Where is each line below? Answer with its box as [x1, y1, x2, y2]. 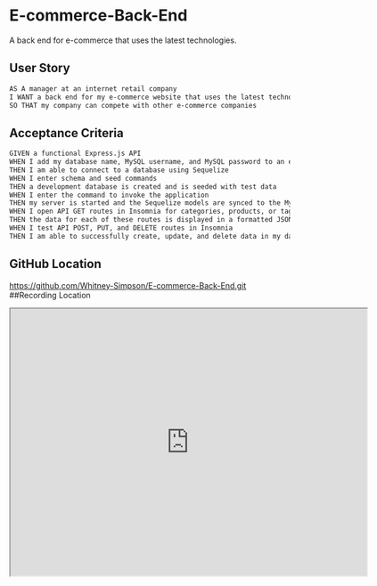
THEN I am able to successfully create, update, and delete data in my [9, 232, 281, 240]
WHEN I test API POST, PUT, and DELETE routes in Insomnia [9, 224, 234, 232]
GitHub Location [9, 256, 102, 272]
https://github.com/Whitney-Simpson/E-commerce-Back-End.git [9, 280, 247, 290]
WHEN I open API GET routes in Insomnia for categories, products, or [9, 207, 277, 216]
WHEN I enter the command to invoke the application [9, 191, 209, 199]
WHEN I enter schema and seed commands [9, 174, 158, 183]
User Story [9, 61, 70, 76]
